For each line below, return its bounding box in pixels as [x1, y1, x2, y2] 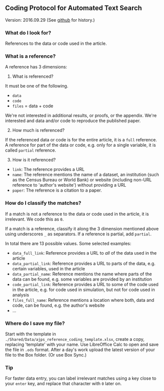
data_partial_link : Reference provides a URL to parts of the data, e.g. [12, 261, 156, 266]
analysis [12, 292, 30, 297]
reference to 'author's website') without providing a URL [12, 182, 127, 188]
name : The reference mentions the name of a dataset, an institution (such [12, 172, 159, 178]
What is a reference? [5, 53, 56, 60]
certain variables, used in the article [12, 265, 85, 271]
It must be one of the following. [5, 83, 68, 89]
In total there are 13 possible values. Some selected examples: [5, 240, 131, 246]
